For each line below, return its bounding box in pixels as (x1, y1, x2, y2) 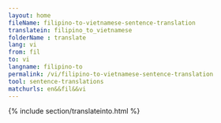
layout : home (8, 11, 51, 20)
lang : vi (8, 41, 37, 49)
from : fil (8, 48, 41, 56)
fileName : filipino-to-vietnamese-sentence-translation (8, 19, 196, 27)
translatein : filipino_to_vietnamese (8, 26, 133, 34)
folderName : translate (8, 33, 87, 42)
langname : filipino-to (8, 63, 83, 71)
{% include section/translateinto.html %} (8, 106, 140, 116)
